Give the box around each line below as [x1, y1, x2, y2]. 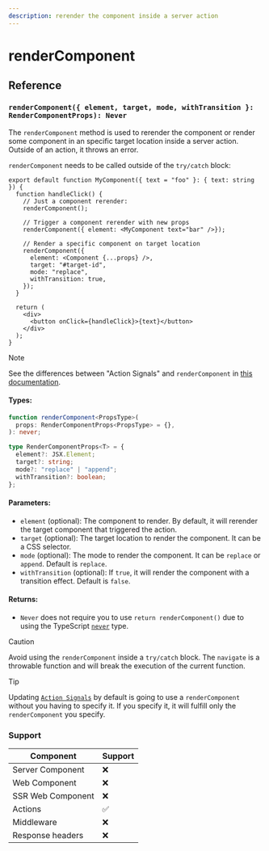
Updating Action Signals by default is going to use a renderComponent [8, 692, 241, 701]
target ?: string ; [15, 458, 74, 466]
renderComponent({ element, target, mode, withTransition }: [8, 103, 254, 112]
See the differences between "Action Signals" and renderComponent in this [8, 369, 253, 378]
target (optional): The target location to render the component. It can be [19, 533, 261, 542]
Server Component [12, 765, 85, 776]
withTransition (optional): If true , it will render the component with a [19, 567, 250, 577]
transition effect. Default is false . [19, 575, 131, 586]
